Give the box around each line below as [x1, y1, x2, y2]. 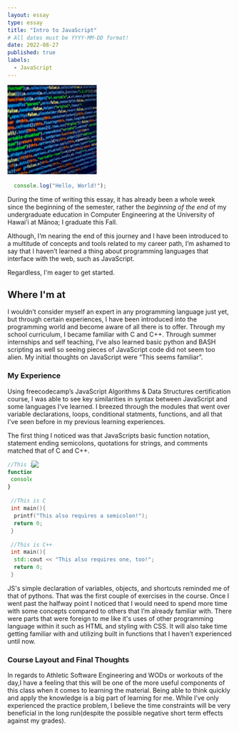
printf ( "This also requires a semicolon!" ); [14, 512, 148, 520]
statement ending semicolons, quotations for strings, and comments [7, 438, 208, 447]
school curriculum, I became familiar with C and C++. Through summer [7, 330, 217, 339]
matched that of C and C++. [7, 446, 90, 455]
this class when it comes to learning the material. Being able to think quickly [7, 686, 230, 695]
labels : [7, 57, 31, 64]
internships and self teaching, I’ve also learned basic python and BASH [7, 338, 216, 346]
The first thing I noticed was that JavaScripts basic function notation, [7, 431, 210, 440]
